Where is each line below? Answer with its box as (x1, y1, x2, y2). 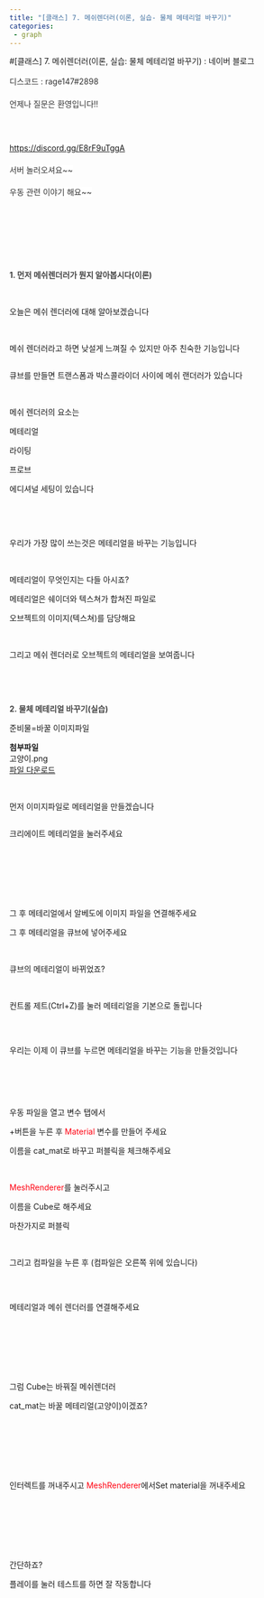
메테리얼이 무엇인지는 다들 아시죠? (9, 574, 130, 585)
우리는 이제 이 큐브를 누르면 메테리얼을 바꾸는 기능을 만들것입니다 (9, 1045, 239, 1055)
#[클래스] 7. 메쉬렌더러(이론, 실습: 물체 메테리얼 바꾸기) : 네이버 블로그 (9, 56, 255, 67)
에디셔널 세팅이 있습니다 (9, 483, 95, 494)
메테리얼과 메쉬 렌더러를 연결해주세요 (9, 1301, 140, 1312)
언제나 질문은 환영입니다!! (9, 98, 99, 109)
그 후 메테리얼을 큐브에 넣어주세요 (9, 926, 128, 937)
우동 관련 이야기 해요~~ (9, 187, 93, 198)
